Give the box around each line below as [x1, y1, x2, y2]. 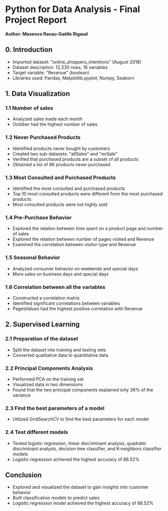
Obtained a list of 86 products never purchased [12, 161, 111, 167]
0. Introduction [5, 45, 53, 54]
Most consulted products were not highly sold [12, 201, 108, 207]
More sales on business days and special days [12, 271, 109, 277]
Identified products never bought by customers [12, 145, 110, 152]
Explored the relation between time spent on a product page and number [12, 226, 163, 232]
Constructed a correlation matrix [12, 295, 80, 301]
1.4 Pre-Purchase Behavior [5, 214, 72, 221]
